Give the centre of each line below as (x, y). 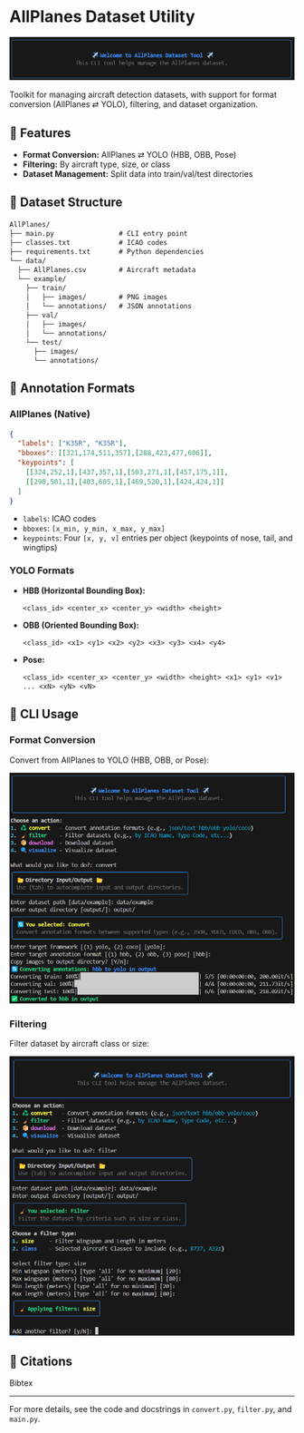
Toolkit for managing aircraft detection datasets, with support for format (143, 95)
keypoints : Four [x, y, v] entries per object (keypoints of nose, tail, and (157, 538)
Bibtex (21, 1383)
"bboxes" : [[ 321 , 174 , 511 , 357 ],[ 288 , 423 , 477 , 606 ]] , (115, 453)
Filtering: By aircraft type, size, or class (96, 164)
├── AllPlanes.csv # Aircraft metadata (107, 269)
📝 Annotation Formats (72, 389)
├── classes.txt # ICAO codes (89, 242)
